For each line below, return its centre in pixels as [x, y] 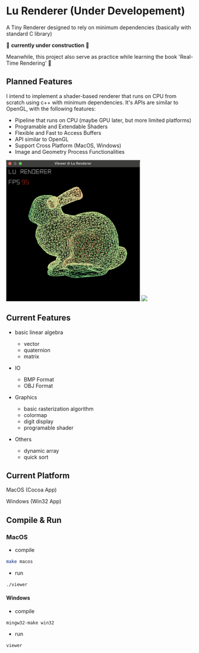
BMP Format [39, 379]
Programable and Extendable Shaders [61, 127]
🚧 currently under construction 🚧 [48, 45]
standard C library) [29, 33]
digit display [38, 421]
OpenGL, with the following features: [51, 109]
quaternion [37, 350]
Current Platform [38, 476]
